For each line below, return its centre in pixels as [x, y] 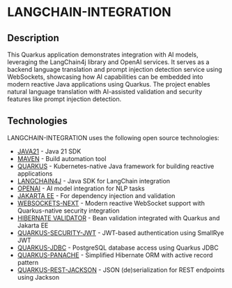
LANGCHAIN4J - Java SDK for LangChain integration [94, 181]
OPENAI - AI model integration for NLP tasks [81, 188]
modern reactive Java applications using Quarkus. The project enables [109, 84]
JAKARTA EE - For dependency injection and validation [96, 195]
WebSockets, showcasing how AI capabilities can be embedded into [105, 77]
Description [33, 38]
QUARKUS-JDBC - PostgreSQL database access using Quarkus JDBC [118, 248]
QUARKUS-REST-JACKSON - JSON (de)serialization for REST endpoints [121, 270]
